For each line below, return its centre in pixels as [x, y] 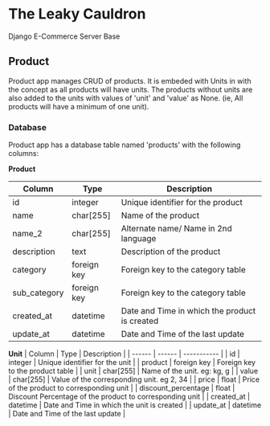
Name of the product [160, 215]
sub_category [38, 293]
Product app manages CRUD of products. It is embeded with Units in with [130, 80]
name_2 [27, 234]
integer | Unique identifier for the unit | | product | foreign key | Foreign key [132, 363]
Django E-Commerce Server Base [64, 36]
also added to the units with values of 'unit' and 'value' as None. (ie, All [126, 98]
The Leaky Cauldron [77, 14]
